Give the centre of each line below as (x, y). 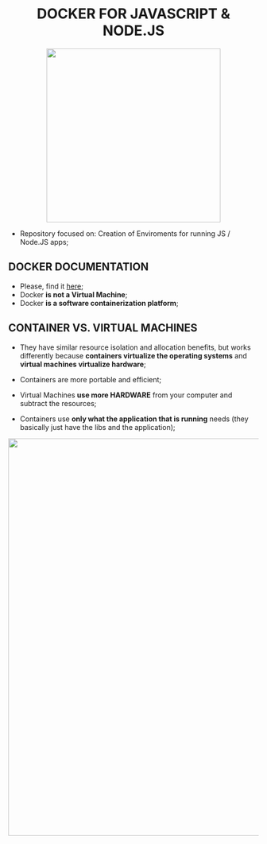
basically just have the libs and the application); (97, 427)
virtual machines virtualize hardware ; (83, 364)
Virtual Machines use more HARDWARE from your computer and (126, 395)
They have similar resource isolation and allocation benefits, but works (135, 347)
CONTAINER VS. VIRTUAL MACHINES (103, 328)
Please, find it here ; (51, 286)
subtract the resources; (58, 403)
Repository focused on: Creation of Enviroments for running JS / (125, 233)
